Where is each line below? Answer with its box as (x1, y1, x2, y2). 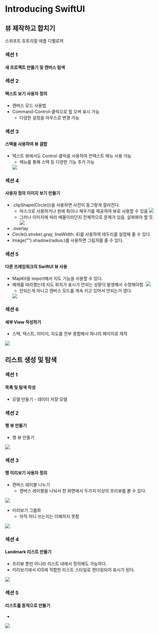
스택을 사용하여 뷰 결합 (5, 141, 48, 147)
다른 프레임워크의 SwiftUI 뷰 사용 (5, 264, 68, 269)
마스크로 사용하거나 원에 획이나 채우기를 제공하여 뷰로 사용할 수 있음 (19, 208, 148, 214)
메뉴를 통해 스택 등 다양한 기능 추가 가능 (19, 159, 95, 164)
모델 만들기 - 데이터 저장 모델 (12, 396, 68, 402)
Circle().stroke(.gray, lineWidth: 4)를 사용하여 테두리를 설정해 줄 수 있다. (12, 231, 152, 237)
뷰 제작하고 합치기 (5, 24, 55, 32)
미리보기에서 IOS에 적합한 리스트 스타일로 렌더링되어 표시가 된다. (12, 567, 135, 573)
